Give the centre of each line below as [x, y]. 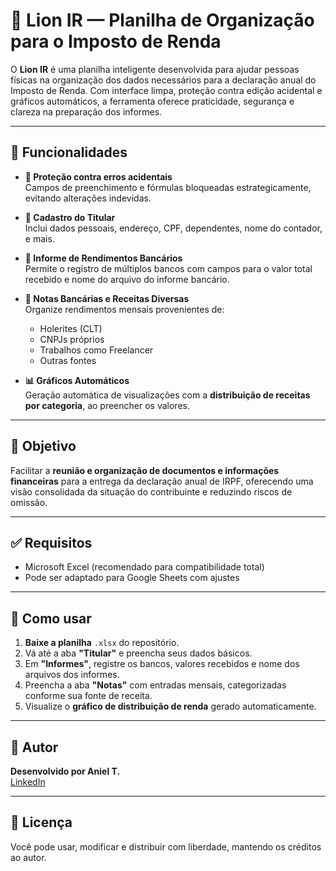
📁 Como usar [51, 618]
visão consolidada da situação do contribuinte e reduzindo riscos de [151, 491]
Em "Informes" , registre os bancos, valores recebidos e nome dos [162, 664]
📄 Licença [41, 822]
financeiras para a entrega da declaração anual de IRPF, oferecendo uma [162, 481]
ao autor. [28, 857]
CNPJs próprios [72, 339]
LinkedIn [28, 782]
